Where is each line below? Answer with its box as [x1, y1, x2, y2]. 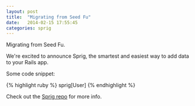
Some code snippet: [6, 70, 55, 77]
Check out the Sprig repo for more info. [6, 93, 102, 100]
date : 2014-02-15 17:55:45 [6, 19, 78, 25]
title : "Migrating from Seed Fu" [6, 14, 92, 20]
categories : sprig [6, 25, 51, 31]
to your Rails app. [6, 59, 49, 66]
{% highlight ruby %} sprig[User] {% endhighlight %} [6, 82, 136, 89]
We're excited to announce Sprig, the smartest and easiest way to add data [6, 52, 189, 59]
